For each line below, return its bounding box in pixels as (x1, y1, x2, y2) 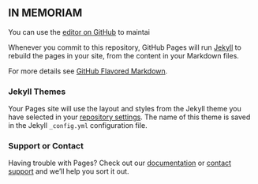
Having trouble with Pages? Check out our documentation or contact (8, 158, 231, 168)
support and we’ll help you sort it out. (8, 167, 129, 176)
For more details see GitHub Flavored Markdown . (8, 66, 168, 76)
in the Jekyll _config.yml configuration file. (8, 121, 148, 130)
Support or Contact (8, 141, 84, 152)
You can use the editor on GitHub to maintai (8, 27, 150, 36)
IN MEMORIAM (8, 6, 83, 20)
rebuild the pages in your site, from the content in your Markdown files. (8, 51, 239, 60)
